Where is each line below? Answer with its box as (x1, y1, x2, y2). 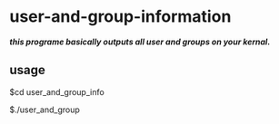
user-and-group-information (9, 6, 232, 27)
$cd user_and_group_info (9, 86, 105, 97)
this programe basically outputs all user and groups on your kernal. (9, 36, 271, 47)
